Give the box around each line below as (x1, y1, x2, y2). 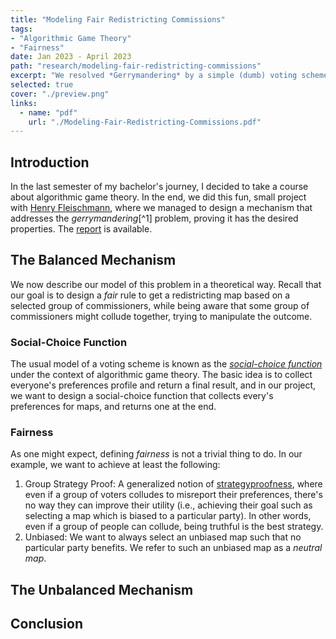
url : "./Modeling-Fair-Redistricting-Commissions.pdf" (28, 117, 262, 127)
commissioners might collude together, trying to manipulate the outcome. (10, 310, 313, 322)
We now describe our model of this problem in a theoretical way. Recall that (10, 278, 322, 290)
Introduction (10, 154, 90, 171)
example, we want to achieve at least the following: (10, 459, 221, 471)
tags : (10, 24, 33, 34)
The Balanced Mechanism (10, 252, 177, 269)
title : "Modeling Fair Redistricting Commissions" (10, 14, 226, 25)
